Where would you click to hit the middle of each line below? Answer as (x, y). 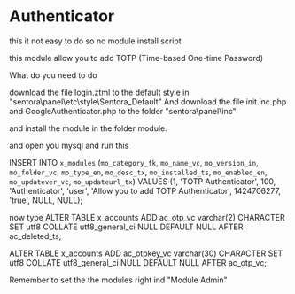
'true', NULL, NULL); (46, 200)
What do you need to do (53, 75)
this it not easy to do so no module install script (95, 41)
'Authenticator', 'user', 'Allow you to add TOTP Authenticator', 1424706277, (145, 190)
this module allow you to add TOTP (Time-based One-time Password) (136, 58)
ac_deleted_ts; (35, 236)
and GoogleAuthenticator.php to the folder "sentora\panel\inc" (123, 111)
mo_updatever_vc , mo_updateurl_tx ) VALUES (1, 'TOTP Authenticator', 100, (143, 181)
